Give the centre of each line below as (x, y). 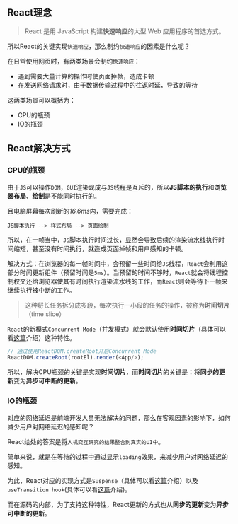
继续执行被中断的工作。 (41, 290)
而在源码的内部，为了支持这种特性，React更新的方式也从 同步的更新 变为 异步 (118, 504)
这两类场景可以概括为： (41, 100)
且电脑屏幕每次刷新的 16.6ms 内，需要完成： (70, 211)
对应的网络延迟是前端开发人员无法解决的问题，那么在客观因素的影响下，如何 (119, 418)
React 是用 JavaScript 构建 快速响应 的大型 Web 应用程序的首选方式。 (125, 31)
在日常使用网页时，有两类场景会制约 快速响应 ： (74, 61)
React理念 (30, 13)
